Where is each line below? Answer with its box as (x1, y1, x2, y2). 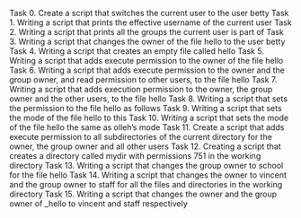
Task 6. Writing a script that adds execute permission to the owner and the (9, 65, 286, 75)
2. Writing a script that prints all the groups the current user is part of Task (9, 27, 285, 37)
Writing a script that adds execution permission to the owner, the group (9, 84, 273, 94)
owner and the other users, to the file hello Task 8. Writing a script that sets (9, 93, 288, 104)
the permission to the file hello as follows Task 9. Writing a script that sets (9, 103, 282, 113)
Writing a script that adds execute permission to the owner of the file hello (9, 56, 284, 65)
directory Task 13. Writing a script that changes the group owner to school (9, 161, 284, 170)
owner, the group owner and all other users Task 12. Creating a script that (9, 141, 281, 152)
